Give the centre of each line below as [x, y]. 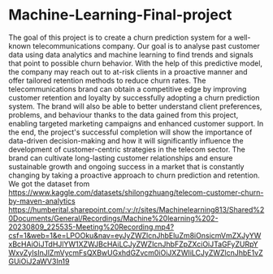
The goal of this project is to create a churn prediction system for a [121, 37]
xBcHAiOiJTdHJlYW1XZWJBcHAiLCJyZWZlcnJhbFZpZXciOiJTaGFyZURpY [133, 244]
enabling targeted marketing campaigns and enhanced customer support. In [136, 123]
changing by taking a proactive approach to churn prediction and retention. [134, 175]
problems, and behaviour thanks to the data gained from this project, [123, 114]
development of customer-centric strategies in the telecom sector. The [127, 149]
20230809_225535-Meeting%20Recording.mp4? [91, 227]
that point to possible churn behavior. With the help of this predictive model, [135, 63]
